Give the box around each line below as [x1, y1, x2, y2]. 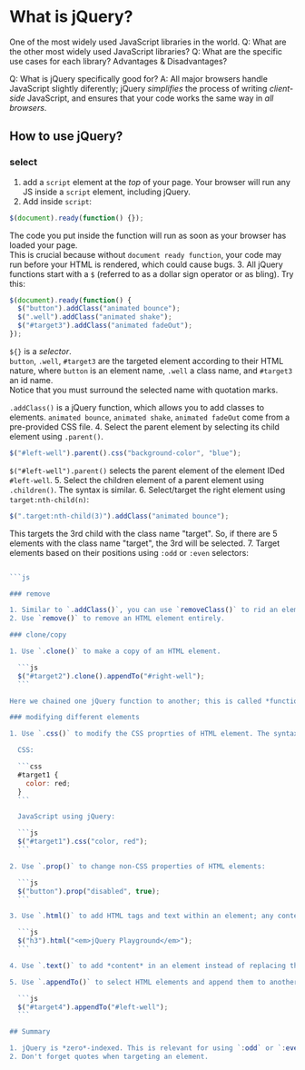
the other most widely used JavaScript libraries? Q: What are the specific [9, 45, 283, 56]
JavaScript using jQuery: [17, 812, 116, 821]
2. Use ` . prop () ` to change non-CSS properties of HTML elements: [9, 861, 266, 871]
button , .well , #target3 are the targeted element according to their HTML [9, 355, 284, 366]
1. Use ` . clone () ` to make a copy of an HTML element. [9, 647, 221, 656]
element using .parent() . [9, 431, 104, 441]
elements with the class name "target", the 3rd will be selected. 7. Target [9, 538, 280, 549]
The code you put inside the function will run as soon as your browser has [9, 230, 287, 241]
